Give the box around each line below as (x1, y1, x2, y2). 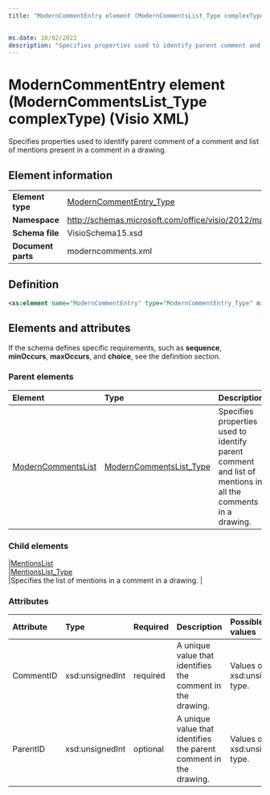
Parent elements (8, 371, 74, 383)
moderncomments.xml (67, 246, 153, 256)
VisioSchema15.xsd (67, 227, 143, 238)
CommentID (12, 670, 58, 682)
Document (12, 240, 54, 252)
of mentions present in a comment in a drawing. (8, 145, 167, 155)
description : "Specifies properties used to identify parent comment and (8, 41, 261, 49)
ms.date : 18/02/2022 (8, 34, 78, 42)
